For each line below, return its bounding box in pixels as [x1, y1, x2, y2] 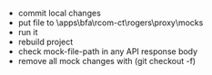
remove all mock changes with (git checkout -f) [17, 56, 197, 66]
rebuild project [17, 36, 74, 47]
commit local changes [17, 8, 102, 18]
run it [17, 27, 38, 37]
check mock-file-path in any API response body [17, 46, 198, 57]
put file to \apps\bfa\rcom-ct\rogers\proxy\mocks [17, 17, 204, 28]
